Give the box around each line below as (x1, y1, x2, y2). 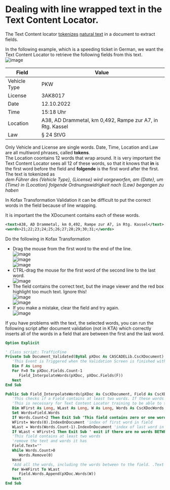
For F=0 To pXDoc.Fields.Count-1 (12, 368, 82, 374)
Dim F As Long (12, 364, 42, 369)
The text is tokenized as (5, 171, 55, 177)
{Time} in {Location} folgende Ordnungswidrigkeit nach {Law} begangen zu (5, 182, 164, 188)
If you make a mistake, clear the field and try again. (12, 304, 120, 310)
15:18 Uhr (41, 108, 66, 115)
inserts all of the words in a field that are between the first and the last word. (5, 330, 164, 337)
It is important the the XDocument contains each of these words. (5, 212, 140, 218)
